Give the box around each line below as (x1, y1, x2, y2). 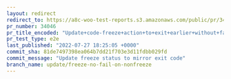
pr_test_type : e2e (6, 36, 59, 43)
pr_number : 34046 (6, 23, 57, 30)
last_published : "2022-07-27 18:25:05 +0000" (6, 42, 139, 49)
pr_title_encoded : (6, 29, 59, 36)
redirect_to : (6, 16, 44, 23)
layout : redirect (6, 10, 57, 17)
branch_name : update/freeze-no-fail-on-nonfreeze (6, 61, 152, 68)
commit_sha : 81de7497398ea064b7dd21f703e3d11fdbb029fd (6, 49, 168, 56)
